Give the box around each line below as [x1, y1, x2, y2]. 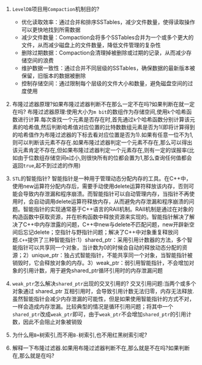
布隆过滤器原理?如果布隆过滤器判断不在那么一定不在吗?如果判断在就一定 [12, 101, 195, 107]
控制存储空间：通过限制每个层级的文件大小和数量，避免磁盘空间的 [21, 80, 188, 87]
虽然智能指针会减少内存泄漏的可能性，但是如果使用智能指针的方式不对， [12, 295, 195, 302]
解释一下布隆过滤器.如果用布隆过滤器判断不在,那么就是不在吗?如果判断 [12, 344, 190, 352]
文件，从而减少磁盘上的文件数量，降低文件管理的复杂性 [21, 42, 161, 48]
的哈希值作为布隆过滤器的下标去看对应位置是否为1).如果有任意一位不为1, [12, 131, 194, 138]
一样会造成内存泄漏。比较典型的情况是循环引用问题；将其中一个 [12, 303, 173, 310]
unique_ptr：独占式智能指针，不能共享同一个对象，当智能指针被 [31, 252, 193, 259]
